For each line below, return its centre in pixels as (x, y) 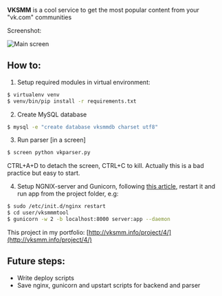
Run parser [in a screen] (51, 140)
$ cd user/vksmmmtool (38, 213)
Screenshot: (24, 31)
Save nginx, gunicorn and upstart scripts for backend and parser (109, 285)
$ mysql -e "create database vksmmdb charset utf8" (82, 127)
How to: (24, 66)
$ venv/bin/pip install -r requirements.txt (72, 101)
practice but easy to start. (44, 173)
